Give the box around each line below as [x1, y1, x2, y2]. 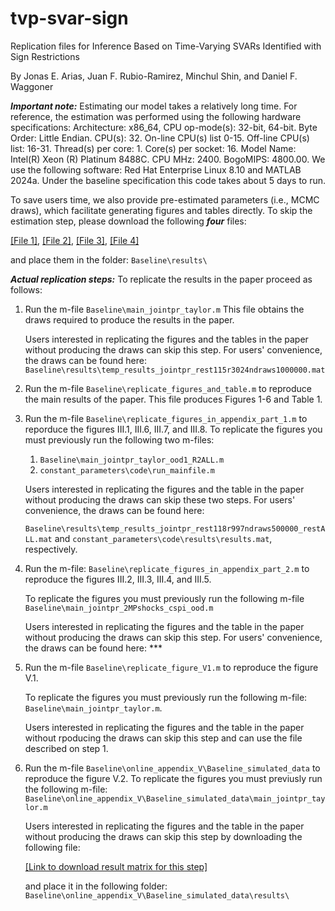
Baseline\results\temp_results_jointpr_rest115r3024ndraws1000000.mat [24, 365, 326, 375]
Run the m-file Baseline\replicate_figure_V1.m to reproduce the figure [24, 661, 319, 673]
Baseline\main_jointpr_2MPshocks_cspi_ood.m [24, 603, 214, 613]
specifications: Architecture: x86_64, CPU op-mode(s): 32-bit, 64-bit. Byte [10, 121, 318, 133]
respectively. [24, 543, 78, 555]
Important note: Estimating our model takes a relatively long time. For [10, 100, 298, 112]
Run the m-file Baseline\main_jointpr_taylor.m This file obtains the [24, 303, 305, 315]
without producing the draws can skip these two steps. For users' [24, 493, 296, 506]
